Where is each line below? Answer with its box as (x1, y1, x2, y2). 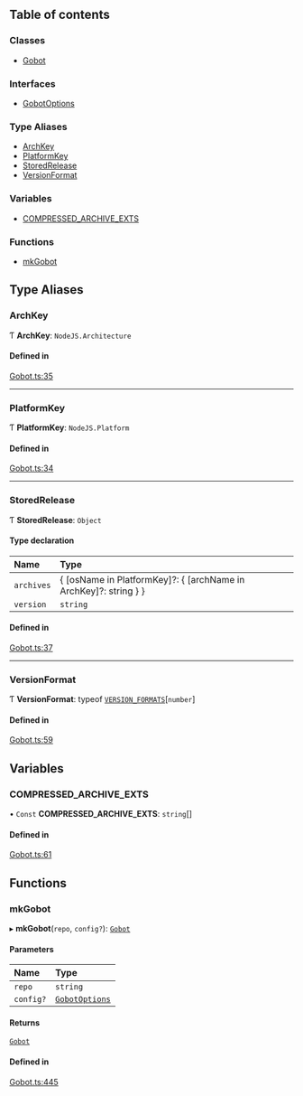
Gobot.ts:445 (9, 1076, 59, 1087)
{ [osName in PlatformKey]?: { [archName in (60, 573, 245, 585)
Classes (9, 34, 46, 47)
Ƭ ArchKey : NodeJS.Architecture (9, 330, 132, 341)
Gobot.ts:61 (9, 849, 52, 860)
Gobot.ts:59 (9, 735, 54, 745)
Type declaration (9, 535, 75, 546)
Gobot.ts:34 (9, 463, 54, 473)
